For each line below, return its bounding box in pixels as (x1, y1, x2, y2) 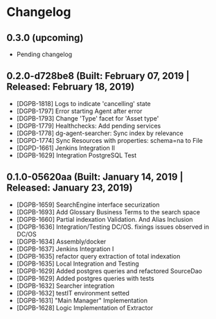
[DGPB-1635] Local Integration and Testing (16, 259, 139, 268)
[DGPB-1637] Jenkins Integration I (16, 244, 114, 253)
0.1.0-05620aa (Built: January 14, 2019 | (6, 171, 184, 183)
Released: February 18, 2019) (6, 81, 135, 93)
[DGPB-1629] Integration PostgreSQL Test (16, 150, 137, 159)
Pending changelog (16, 50, 73, 58)
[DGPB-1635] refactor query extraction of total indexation (16, 252, 181, 260)
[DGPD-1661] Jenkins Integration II (16, 144, 116, 152)
